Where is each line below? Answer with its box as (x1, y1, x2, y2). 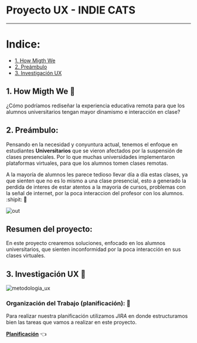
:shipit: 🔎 (6, 196, 28, 203)
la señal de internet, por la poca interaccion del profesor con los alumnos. (6, 189, 184, 196)
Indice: (6, 38, 41, 51)
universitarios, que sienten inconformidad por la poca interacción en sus (6, 246, 181, 253)
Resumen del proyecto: (6, 224, 93, 234)
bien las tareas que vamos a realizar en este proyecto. (6, 319, 137, 326)
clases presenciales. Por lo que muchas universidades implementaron (6, 153, 175, 160)
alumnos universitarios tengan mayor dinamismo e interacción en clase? (6, 108, 181, 115)
